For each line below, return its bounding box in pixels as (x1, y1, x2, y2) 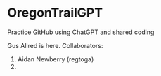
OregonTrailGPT (7, 5, 103, 21)
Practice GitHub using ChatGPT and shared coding (7, 28, 155, 36)
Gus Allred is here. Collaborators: (7, 41, 103, 50)
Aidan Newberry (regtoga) (17, 54, 94, 63)
